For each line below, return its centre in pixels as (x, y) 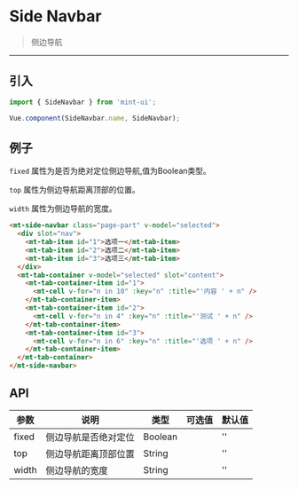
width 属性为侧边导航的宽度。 (63, 209)
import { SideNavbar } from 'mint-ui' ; (83, 102)
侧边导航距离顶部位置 (90, 454)
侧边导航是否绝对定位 (90, 437)
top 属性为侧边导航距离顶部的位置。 (74, 190)
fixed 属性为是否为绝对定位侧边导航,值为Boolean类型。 (110, 171)
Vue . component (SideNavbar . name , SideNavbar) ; (94, 118)
